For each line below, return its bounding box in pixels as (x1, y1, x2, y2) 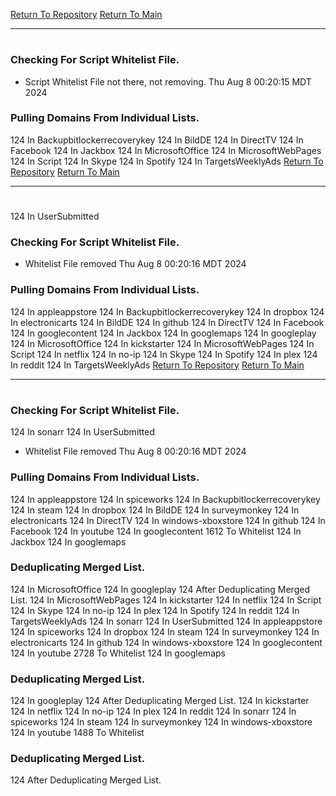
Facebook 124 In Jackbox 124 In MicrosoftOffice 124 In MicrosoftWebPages (10, 144, 322, 156)
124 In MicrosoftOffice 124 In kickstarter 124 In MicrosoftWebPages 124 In (10, 337, 315, 349)
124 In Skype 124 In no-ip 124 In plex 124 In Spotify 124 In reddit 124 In (10, 604, 300, 616)
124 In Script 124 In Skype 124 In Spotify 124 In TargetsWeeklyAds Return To (10, 155, 324, 167)
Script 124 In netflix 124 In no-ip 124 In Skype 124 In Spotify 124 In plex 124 (10, 348, 318, 360)
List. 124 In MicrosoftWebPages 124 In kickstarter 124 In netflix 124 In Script (10, 594, 322, 606)
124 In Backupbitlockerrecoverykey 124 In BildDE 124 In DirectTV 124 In (10, 134, 304, 146)
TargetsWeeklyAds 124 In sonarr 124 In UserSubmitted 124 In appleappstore (10, 615, 323, 627)
